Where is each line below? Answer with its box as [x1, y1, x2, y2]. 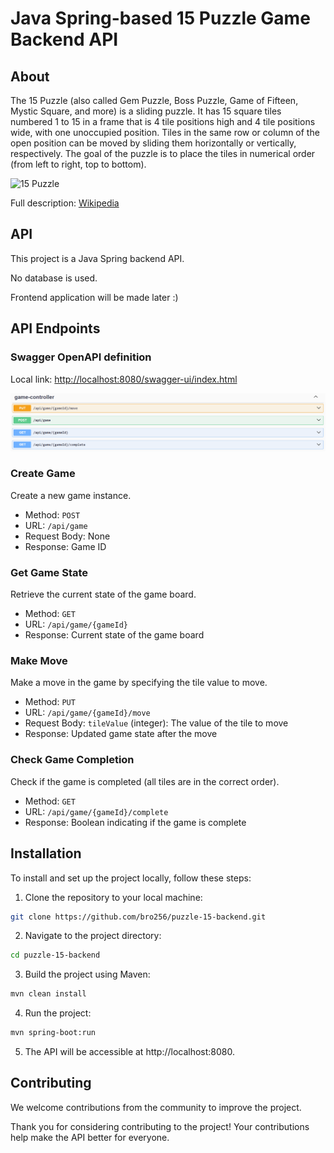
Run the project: [24, 1007, 92, 1019]
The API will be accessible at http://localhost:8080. [24, 1046, 236, 1058]
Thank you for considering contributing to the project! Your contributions [10, 1120, 310, 1132]
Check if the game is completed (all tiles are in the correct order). [10, 775, 280, 787]
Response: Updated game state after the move [24, 728, 218, 740]
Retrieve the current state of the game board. [10, 588, 197, 601]
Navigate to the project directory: [24, 930, 162, 942]
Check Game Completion [10, 753, 135, 767]
